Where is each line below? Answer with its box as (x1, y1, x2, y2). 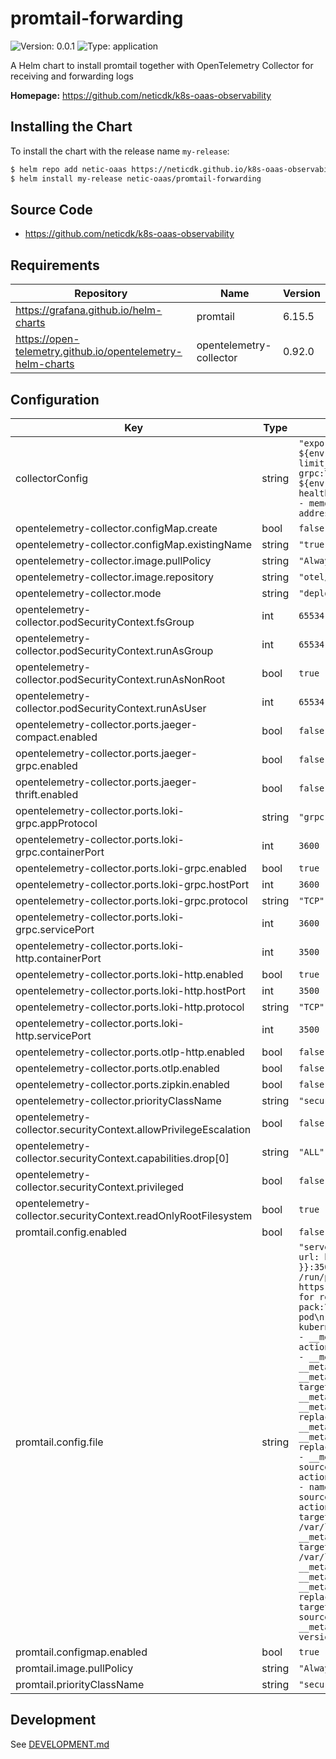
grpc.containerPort (15, 845, 105, 859)
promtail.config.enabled (15, 1225, 128, 1239)
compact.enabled (15, 730, 98, 744)
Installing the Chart (10, 118, 133, 136)
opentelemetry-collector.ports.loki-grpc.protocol (15, 893, 248, 907)
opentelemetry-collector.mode (15, 586, 162, 600)
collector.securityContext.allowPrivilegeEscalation (15, 1122, 252, 1136)
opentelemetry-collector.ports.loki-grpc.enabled (15, 861, 247, 875)
